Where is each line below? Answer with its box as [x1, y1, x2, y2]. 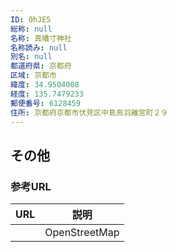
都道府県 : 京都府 [10, 61, 72, 71]
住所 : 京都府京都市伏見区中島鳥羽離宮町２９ [10, 107, 169, 118]
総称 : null [10, 24, 53, 34]
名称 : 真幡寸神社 [10, 33, 72, 43]
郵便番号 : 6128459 [10, 98, 82, 108]
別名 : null [10, 52, 53, 62]
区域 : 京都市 [10, 71, 57, 81]
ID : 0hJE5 [10, 14, 52, 25]
